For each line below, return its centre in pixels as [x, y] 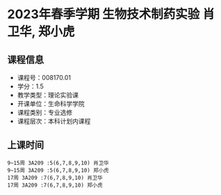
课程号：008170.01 [44, 78]
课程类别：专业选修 [45, 112]
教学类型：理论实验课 [48, 95]
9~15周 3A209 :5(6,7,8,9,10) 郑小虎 [58, 170]
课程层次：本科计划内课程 [54, 121]
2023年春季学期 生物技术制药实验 [104, 14]
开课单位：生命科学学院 [51, 104]
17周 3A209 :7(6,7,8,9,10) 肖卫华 [55, 178]
